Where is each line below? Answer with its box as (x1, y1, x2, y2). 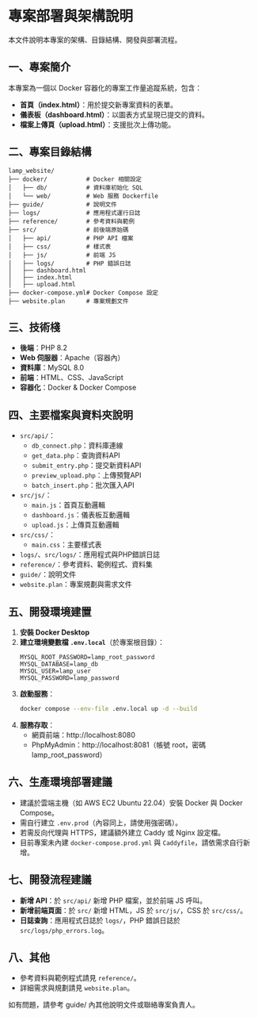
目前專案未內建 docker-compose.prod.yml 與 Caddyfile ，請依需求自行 (19, 838, 244, 847)
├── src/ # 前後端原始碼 (8, 225, 129, 234)
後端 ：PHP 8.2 (19, 343, 67, 353)
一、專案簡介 (8, 60, 71, 74)
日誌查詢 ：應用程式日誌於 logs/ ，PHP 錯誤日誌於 (19, 915, 180, 925)
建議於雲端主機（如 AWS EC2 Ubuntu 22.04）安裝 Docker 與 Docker (19, 798, 243, 808)
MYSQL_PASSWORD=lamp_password (19, 674, 120, 682)
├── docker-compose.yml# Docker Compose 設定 (8, 289, 158, 297)
